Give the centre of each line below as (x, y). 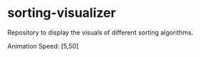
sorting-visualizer (62, 13)
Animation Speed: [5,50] (43, 46)
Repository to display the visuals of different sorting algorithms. (100, 32)
